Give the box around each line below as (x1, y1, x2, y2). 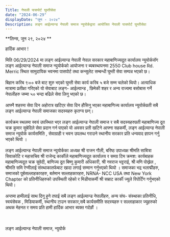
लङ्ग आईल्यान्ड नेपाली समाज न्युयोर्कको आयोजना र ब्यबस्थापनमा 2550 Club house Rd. (5, 63, 154, 69)
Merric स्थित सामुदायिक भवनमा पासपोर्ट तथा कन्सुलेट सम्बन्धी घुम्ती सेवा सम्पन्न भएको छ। (5, 68, 151, 74)
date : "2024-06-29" (5, 12, 47, 17)
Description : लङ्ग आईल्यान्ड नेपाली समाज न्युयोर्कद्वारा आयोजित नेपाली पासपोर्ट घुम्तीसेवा (5, 21, 147, 27)
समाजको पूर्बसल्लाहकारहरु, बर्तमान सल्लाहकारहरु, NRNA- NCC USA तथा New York (5, 170, 152, 176)
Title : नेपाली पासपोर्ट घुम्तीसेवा (5, 7, 56, 13)
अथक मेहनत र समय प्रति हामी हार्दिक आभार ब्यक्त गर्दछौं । (5, 204, 98, 210)
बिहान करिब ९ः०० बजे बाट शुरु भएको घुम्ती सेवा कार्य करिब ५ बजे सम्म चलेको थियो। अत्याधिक (5, 80, 156, 86)
